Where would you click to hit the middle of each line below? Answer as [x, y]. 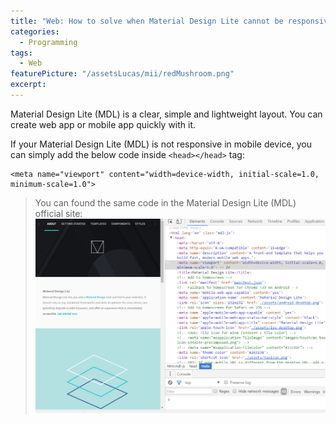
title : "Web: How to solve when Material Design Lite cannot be [147, 21]
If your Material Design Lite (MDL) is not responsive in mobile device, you [161, 144]
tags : [21, 53]
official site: [58, 213]
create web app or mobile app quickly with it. [103, 124]
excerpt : [28, 85]
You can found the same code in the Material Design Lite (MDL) [165, 202]
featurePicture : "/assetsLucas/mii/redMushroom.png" [122, 74]
